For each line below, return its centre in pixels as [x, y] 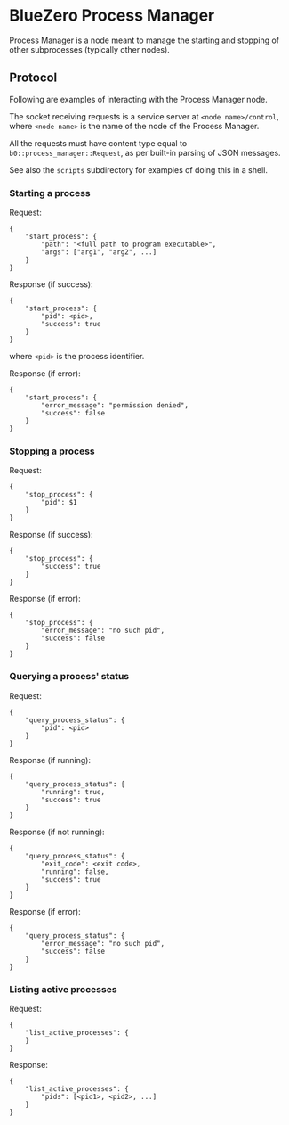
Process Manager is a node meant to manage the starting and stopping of [144, 40]
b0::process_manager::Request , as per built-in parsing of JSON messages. [145, 152]
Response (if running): [50, 760]
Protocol [33, 78]
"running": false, [75, 871]
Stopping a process [52, 451]
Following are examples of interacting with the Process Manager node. [139, 99]
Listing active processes [63, 989]
